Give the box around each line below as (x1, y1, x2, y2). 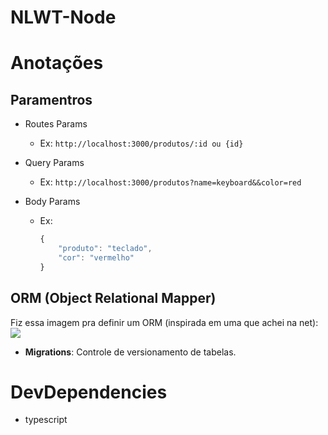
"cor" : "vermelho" (58, 252, 135, 263)
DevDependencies (10, 381, 168, 403)
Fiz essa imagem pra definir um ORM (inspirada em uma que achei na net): (10, 316, 319, 328)
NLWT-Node (10, 6, 117, 29)
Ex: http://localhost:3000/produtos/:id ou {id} (39, 137, 244, 150)
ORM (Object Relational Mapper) (10, 290, 217, 307)
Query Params (24, 157, 85, 169)
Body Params (24, 196, 81, 208)
